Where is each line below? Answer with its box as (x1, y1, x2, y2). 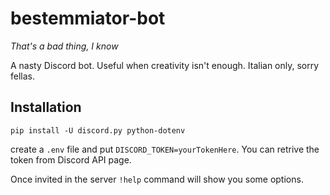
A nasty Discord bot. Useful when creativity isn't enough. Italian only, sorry (10, 59, 320, 71)
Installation (10, 99, 82, 116)
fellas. (10, 70, 35, 82)
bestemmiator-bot (10, 7, 166, 30)
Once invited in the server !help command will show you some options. (10, 173, 304, 185)
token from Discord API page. (10, 153, 132, 166)
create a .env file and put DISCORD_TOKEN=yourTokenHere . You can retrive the (10, 143, 320, 155)
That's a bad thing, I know (10, 40, 119, 52)
